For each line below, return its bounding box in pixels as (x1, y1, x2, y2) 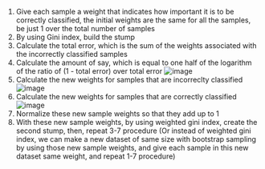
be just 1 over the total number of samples (15, 24, 155, 33)
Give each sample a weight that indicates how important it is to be (15, 7, 234, 16)
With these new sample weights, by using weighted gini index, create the (15, 118, 258, 127)
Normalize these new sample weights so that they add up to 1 (15, 109, 219, 119)
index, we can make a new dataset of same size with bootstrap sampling (15, 135, 257, 143)
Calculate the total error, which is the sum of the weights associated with (15, 41, 257, 50)
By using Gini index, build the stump (15, 32, 135, 42)
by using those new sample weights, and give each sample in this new (15, 143, 249, 152)
